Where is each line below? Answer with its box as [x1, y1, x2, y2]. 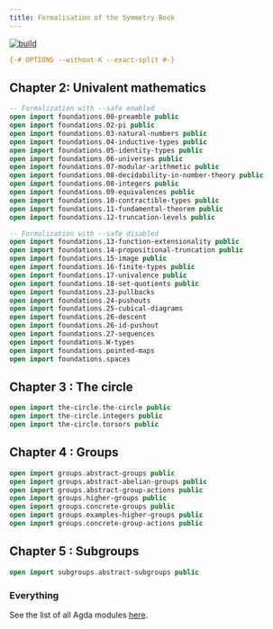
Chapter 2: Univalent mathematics [9, 80, 206, 95]
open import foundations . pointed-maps [9, 346, 155, 355]
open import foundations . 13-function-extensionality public [9, 238, 241, 247]
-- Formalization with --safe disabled [9, 229, 159, 238]
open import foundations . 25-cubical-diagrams [9, 304, 183, 313]
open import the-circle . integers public [9, 411, 164, 421]
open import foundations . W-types [9, 337, 135, 346]
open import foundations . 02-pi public [9, 121, 155, 130]
